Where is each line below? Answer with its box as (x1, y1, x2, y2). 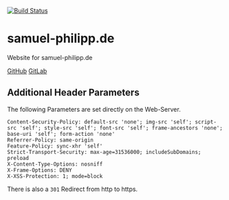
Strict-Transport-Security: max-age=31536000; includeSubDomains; (7, 148, 201, 155)
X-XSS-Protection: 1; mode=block (7, 172, 103, 179)
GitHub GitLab (7, 66, 47, 75)
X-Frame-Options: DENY (7, 166, 72, 174)
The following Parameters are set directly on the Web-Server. (7, 105, 181, 113)
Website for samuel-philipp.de (7, 53, 93, 61)
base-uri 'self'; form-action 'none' (7, 130, 116, 137)
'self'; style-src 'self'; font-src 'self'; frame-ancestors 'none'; (19, 124, 223, 131)
